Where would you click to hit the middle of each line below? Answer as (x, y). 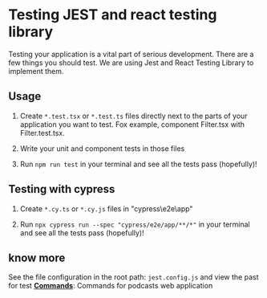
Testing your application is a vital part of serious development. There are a (131, 54)
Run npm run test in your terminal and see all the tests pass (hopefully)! (139, 164)
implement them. (36, 71)
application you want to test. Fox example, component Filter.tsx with (132, 124)
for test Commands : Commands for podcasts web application (111, 286)
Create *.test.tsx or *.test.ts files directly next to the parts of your (133, 116)
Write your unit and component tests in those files (102, 148)
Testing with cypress (62, 189)
